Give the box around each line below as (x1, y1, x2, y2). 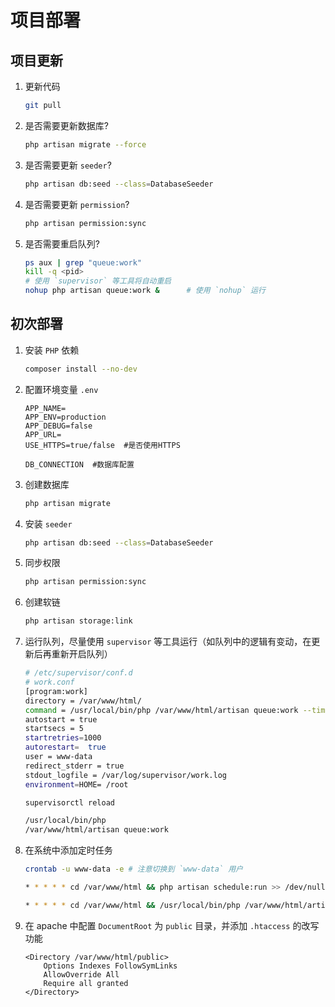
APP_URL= (24, 429, 62, 440)
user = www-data (24, 752, 93, 762)
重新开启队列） (51, 648, 113, 660)
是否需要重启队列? (24, 237, 100, 250)
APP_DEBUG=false (24, 421, 93, 431)
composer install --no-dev (24, 364, 138, 374)
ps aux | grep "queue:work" (24, 257, 142, 268)
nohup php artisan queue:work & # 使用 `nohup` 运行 (24, 286, 266, 296)
